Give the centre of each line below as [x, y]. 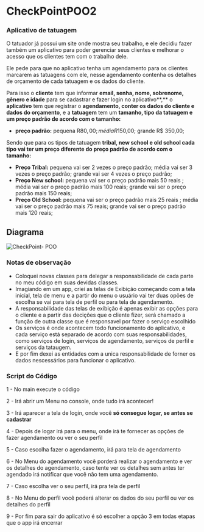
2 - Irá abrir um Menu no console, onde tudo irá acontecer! [80, 401]
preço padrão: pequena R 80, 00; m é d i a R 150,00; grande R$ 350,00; [100, 131]
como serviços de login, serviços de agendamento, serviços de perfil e [104, 340]
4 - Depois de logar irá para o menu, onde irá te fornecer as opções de [95, 431]
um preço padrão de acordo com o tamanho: [64, 119]
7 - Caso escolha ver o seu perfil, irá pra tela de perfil [73, 486]
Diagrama [25, 232]
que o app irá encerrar [34, 522]
